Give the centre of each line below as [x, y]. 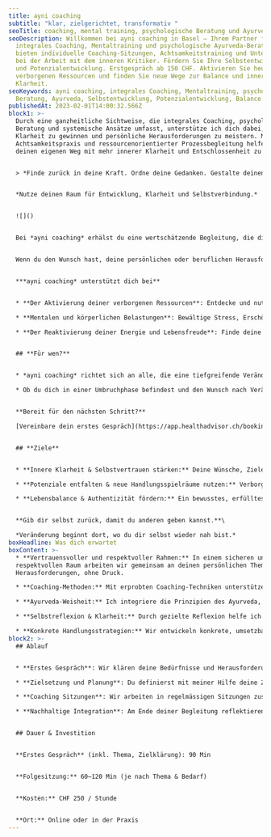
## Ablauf [32, 646]
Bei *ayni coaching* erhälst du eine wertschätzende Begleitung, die [135, 238]
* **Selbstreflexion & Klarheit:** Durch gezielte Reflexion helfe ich [139, 617]
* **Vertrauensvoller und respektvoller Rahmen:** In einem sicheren [135, 558]
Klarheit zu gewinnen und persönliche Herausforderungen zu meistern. [137, 136]
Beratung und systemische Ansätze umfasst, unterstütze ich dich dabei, [140, 129]
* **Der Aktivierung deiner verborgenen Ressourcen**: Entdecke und [133, 303]
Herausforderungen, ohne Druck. [70, 573]
